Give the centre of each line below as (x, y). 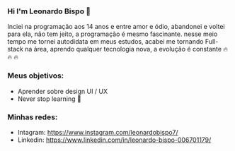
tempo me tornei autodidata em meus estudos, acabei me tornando (105, 42)
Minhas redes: (33, 117)
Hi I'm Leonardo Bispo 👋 (49, 11)
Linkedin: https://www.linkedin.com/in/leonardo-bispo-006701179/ (114, 140)
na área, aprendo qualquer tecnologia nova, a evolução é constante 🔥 (126, 49)
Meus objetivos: (36, 75)
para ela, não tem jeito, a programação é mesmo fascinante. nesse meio (113, 34)
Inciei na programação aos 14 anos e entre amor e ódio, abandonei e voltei (116, 27)
